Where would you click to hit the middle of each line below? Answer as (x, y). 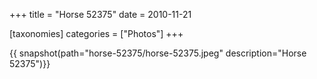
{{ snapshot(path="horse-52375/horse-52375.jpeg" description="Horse (158, 53)
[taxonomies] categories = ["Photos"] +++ (96, 33)
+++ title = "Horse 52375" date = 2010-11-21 (100, 14)
